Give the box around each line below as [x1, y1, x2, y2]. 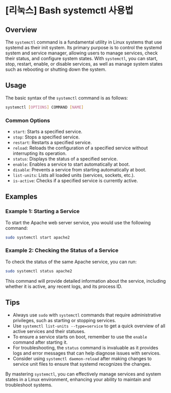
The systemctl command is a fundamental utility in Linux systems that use [5, 39, 162, 45]
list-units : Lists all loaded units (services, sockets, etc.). [12, 172, 135, 178]
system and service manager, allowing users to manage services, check [5, 50, 158, 56]
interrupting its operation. [12, 150, 67, 156]
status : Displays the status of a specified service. [12, 155, 118, 162]
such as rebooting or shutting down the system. [5, 66, 107, 72]
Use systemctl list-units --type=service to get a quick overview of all [12, 323, 166, 329]
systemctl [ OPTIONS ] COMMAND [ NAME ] [5, 105, 84, 110]
